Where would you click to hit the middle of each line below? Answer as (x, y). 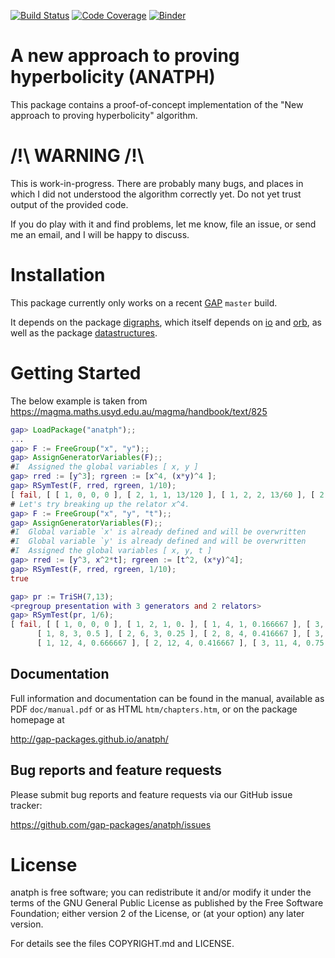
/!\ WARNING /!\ (77, 156)
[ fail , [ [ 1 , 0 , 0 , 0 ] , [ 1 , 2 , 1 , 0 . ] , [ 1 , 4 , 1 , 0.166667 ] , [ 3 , (167, 625)
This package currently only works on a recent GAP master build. (144, 302)
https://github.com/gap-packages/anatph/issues (111, 824)
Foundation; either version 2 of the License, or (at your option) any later (157, 914)
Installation (58, 275)
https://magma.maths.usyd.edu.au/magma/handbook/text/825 (139, 411)
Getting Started (76, 373)
